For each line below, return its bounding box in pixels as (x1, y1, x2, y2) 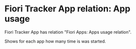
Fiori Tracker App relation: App (4, 3, 131, 14)
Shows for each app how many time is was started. (4, 38, 106, 44)
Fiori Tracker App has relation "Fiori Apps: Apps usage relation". (4, 29, 132, 35)
